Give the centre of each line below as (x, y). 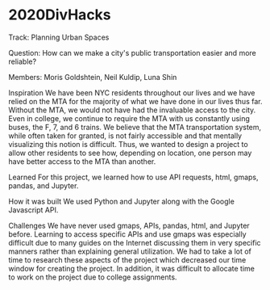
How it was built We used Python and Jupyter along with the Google (122, 201)
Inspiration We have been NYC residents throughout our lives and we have (132, 92)
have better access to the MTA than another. (82, 161)
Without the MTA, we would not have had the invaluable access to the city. (132, 110)
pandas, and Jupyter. (44, 185)
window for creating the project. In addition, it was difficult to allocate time (132, 268)
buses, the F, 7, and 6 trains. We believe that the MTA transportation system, (135, 127)
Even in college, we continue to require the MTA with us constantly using (129, 118)
